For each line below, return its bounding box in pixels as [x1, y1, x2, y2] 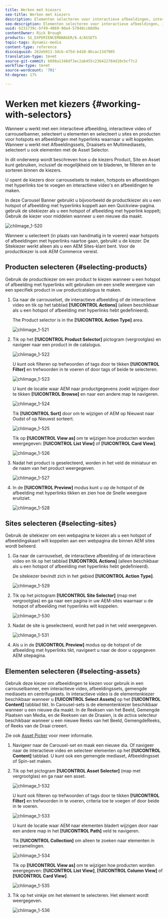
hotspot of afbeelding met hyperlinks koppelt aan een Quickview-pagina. [5, 202, 156, 208]
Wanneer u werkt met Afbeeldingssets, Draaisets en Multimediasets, [5, 141, 146, 148]
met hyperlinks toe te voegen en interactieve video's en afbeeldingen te [5, 182, 153, 188]
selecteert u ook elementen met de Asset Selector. [5, 147, 109, 153]
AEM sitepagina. [12, 652, 46, 658]
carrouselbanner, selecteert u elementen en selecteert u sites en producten [5, 131, 161, 137]
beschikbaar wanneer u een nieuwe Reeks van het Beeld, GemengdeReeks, [5, 717, 161, 723]
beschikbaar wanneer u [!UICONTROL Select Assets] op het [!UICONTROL [5, 696, 161, 702]
